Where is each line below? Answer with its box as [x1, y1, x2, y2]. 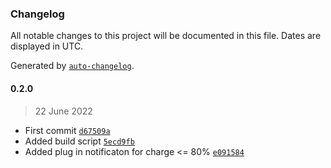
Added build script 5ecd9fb [24, 135, 135, 147]
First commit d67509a [24, 124, 111, 136]
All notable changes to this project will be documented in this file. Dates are [10, 30, 322, 42]
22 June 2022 [34, 105, 93, 117]
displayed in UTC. [10, 40, 84, 52]
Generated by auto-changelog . [10, 60, 135, 72]
